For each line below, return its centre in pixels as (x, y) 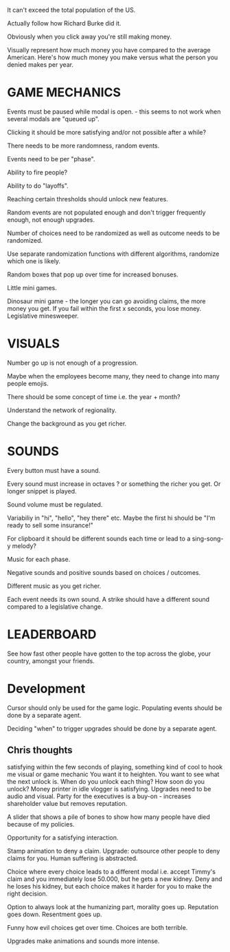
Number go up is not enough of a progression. (73, 363)
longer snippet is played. (42, 491)
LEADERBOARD (52, 634)
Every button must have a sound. (54, 470)
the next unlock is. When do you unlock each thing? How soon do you (106, 781)
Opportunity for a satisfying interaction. (63, 838)
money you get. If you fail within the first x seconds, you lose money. (104, 308)
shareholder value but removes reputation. (67, 803)
